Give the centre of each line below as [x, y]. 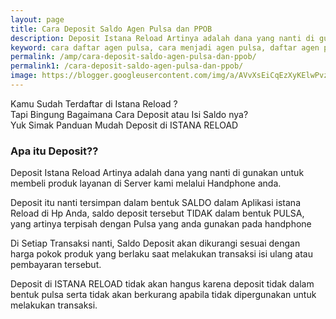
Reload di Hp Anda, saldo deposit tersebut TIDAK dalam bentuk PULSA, [157, 213]
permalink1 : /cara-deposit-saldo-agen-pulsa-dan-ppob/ [127, 66]
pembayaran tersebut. [56, 265]
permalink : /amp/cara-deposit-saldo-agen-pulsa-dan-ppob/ [133, 57]
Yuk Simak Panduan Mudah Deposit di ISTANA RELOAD [124, 125]
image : [24, 76]
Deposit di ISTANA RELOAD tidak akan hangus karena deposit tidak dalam [162, 284]
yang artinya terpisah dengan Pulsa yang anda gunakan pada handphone [161, 224]
